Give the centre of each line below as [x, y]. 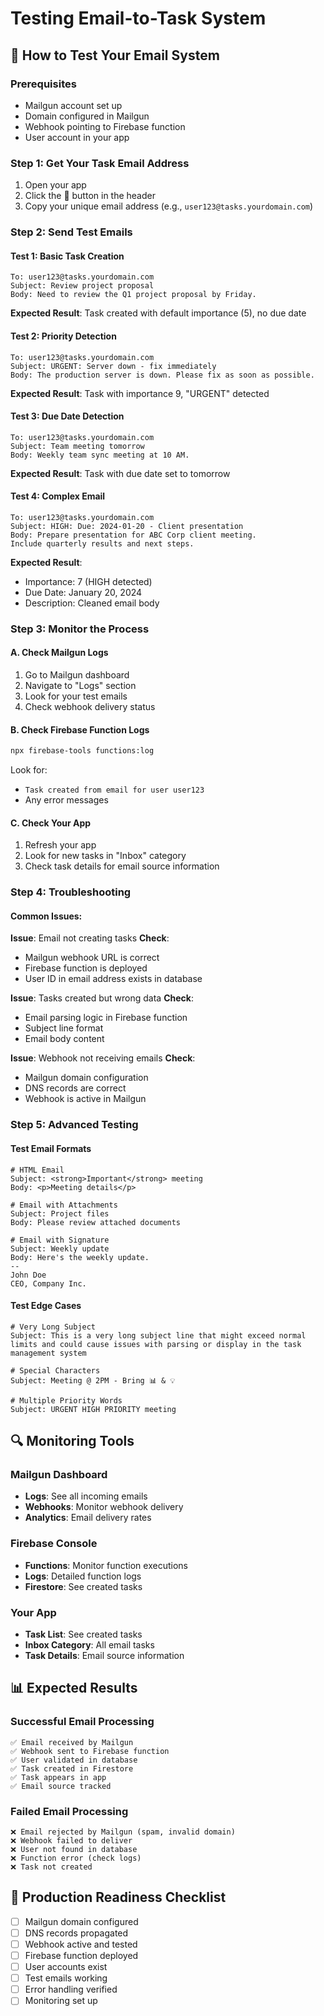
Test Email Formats [51, 1148]
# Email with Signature [60, 1240]
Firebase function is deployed [86, 968]
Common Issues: [46, 916]
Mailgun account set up [73, 105]
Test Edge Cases [46, 1306]
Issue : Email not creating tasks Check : [90, 938]
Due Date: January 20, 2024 [83, 592]
